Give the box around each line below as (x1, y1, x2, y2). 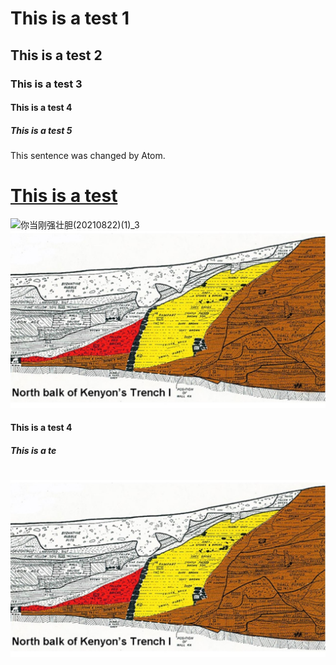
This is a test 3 (10, 77, 83, 91)
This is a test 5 (10, 124, 73, 136)
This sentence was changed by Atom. (10, 150, 166, 162)
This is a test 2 (10, 47, 103, 64)
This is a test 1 (10, 7, 130, 30)
